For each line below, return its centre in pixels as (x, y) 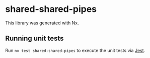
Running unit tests (34, 38)
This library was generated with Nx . (42, 23)
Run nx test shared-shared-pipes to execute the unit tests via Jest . (75, 50)
